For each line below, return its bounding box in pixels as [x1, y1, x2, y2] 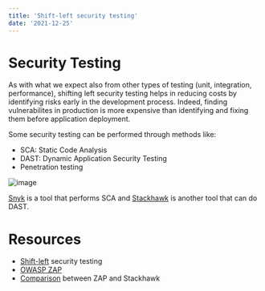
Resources [8, 230, 82, 249]
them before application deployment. [8, 114, 131, 124]
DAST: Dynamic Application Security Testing [19, 154, 167, 164]
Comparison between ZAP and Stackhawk [19, 273, 161, 283]
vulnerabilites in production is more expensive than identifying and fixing [8, 106, 249, 115]
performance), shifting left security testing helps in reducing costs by [8, 89, 237, 99]
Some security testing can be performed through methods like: [8, 130, 217, 139]
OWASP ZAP [19, 265, 63, 275]
